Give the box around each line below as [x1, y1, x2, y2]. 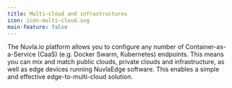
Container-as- [185, 43, 226, 51]
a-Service [7, 50, 37, 58]
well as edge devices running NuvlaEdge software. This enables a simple [7, 65, 220, 74]
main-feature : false [7, 23, 68, 30]
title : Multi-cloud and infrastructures [7, 10, 128, 18]
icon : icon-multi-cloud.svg [7, 17, 90, 24]
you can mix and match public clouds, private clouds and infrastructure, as [7, 58, 225, 66]
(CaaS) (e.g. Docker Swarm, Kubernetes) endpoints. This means [37, 50, 224, 58]
